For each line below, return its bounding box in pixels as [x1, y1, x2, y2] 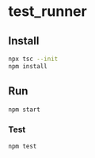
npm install [8, 62, 47, 70]
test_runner [8, 2, 87, 21]
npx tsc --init [8, 55, 59, 63]
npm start [8, 106, 41, 114]
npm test [8, 142, 37, 150]
